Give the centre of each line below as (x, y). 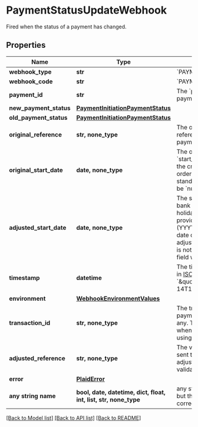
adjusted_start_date (38, 227)
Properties (26, 45)
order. (185, 174)
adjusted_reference (37, 358)
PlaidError (90, 379)
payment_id (26, 94)
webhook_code (31, 82)
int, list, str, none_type (108, 399)
